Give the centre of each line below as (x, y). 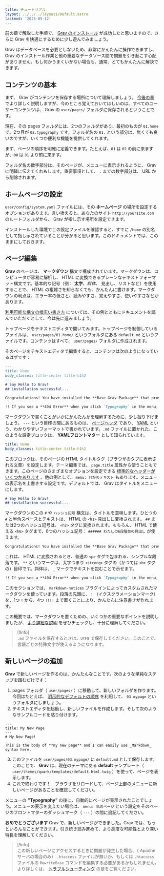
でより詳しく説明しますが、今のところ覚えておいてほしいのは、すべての (77, 103)
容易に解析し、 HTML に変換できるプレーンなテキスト (85, 277)
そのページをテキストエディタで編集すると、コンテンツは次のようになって (80, 351)
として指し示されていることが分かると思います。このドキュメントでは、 (77, 235)
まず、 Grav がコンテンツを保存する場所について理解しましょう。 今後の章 (80, 98)
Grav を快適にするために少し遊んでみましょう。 (62, 39)
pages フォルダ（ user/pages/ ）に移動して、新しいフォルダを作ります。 (85, 690)
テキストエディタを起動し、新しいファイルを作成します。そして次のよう (84, 709)
